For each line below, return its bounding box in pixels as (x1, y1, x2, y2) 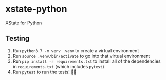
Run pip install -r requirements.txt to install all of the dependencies (12, 58, 161, 64)
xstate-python (5, 3, 67, 15)
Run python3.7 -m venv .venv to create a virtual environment (12, 47, 139, 53)
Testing (5, 34, 30, 43)
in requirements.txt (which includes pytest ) (12, 63, 104, 69)
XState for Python (5, 20, 42, 26)
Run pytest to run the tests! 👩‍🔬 (12, 69, 77, 75)
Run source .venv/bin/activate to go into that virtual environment (12, 53, 150, 59)
